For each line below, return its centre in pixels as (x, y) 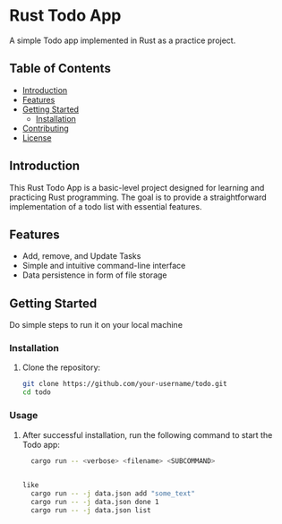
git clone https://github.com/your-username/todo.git (124, 384)
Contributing (45, 128)
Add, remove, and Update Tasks (81, 256)
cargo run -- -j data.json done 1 (95, 503)
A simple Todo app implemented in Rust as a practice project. (123, 40)
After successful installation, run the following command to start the (147, 434)
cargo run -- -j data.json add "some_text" (113, 494)
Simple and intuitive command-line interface (104, 266)
